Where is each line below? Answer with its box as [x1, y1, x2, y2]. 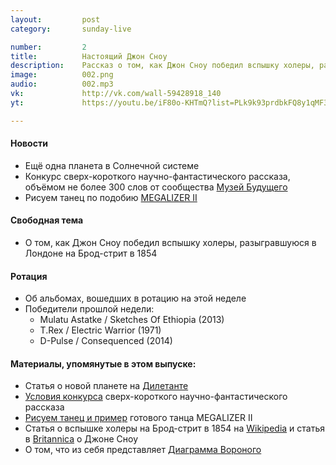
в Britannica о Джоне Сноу [24, 433, 139, 445]
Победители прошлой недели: [24, 303, 155, 315]
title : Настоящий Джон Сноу [10, 51, 168, 61]
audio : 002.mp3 [10, 79, 114, 90]
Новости [10, 137, 48, 150]
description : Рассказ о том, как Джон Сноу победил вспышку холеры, [10, 61, 315, 71]
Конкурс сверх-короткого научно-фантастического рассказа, [24, 170, 291, 182]
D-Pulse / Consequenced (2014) [39, 335, 173, 347]
